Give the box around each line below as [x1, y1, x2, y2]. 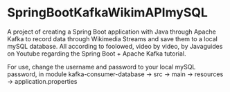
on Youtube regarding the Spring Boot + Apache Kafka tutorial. [7, 49, 186, 58]
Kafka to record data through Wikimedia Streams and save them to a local [7, 34, 218, 43]
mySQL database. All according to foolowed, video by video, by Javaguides [7, 42, 223, 50]
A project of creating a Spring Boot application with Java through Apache [7, 27, 216, 36]
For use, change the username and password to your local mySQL [7, 62, 196, 71]
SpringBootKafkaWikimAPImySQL [7, 5, 208, 21]
